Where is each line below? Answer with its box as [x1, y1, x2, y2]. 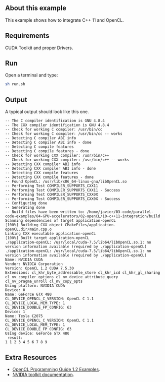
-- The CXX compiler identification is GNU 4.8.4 [5, 123, 110, 128]
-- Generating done [5, 205, 45, 210]
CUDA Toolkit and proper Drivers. [5, 45, 73, 51]
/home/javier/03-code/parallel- [86, 209, 154, 215]
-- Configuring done [5, 201, 48, 206]
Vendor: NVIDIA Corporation [5, 261, 63, 267]
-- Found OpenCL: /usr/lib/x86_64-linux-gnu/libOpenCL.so [5, 179, 127, 184]
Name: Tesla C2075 [5, 314, 43, 319]
